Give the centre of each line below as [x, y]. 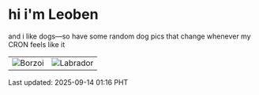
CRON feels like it [37, 44]
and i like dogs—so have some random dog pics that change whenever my [129, 36]
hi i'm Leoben [53, 15]
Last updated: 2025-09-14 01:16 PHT [68, 82]
